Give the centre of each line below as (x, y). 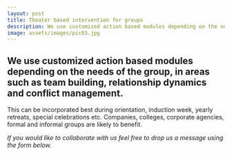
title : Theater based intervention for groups (75, 20)
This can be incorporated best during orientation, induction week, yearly (110, 110)
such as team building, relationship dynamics (107, 82)
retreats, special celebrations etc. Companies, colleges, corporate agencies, (116, 117)
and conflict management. (65, 93)
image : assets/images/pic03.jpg (54, 33)
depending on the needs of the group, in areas (109, 71)
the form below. (29, 145)
